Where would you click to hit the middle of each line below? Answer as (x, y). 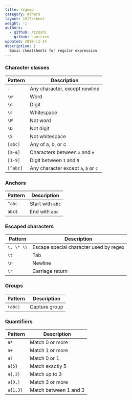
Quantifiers (19, 321)
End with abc (44, 212)
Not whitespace (48, 136)
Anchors (16, 183)
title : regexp (20, 10)
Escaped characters (29, 227)
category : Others (23, 14)
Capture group (46, 306)
